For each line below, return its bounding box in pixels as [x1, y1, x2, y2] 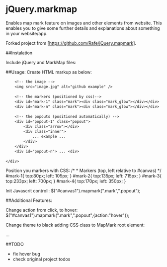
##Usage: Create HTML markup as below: [5, 69, 92, 75]
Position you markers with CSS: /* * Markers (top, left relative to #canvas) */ [5, 168, 162, 174]
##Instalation [5, 50, 33, 56]
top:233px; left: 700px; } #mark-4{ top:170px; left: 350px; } [5, 178, 126, 184]
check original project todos [12, 256, 71, 262]
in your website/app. [5, 30, 48, 36]
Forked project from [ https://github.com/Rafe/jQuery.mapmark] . [5, 40, 136, 46]
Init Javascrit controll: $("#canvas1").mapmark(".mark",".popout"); [5, 187, 141, 193]
